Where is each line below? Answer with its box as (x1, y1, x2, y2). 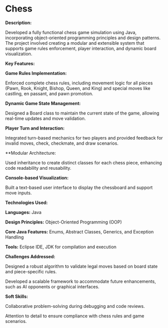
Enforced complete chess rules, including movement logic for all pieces (5, 80, 153, 86)
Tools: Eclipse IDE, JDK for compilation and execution (5, 244, 117, 250)
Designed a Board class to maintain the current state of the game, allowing (5, 110, 159, 116)
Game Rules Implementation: (5, 70, 67, 76)
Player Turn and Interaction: (5, 125, 65, 131)
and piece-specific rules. (5, 268, 57, 274)
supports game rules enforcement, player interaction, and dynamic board (5, 45, 156, 51)
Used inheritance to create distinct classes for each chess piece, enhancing (5, 159, 162, 166)
